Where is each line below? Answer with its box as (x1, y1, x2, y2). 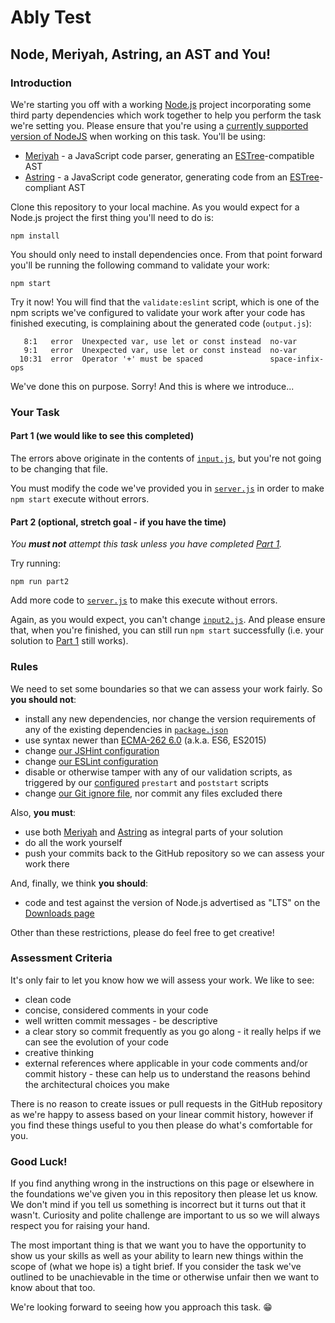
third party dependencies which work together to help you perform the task (10, 109, 322, 121)
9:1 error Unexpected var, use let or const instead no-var (23, 345, 298, 355)
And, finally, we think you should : (10, 877, 149, 889)
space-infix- (269, 354, 325, 364)
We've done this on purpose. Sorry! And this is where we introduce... (10, 380, 295, 392)
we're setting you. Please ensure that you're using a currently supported (10, 119, 309, 131)
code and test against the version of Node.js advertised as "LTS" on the (24, 896, 321, 908)
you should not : (10, 693, 77, 705)
